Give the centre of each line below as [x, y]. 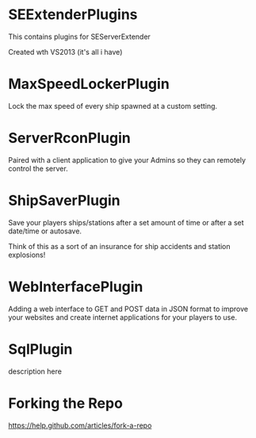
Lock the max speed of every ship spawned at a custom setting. [113, 106]
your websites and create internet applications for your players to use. [123, 317]
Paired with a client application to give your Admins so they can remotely [127, 159]
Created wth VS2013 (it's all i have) [65, 52]
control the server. [38, 168]
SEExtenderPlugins [73, 15]
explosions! [27, 255]
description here [35, 371]
